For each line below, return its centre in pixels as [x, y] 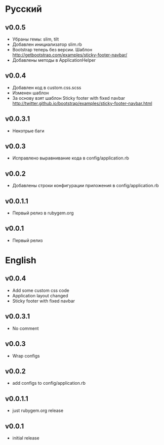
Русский [23, 9]
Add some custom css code [41, 290]
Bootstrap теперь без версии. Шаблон [52, 50]
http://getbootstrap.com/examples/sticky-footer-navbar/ [70, 55]
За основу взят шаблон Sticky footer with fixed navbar [69, 98]
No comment [25, 328]
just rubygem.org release [38, 410]
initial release [26, 438]
